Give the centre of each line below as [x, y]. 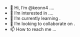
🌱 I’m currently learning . [35, 18]
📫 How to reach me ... [33, 29]
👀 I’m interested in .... [31, 13]
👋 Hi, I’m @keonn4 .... [32, 8]
